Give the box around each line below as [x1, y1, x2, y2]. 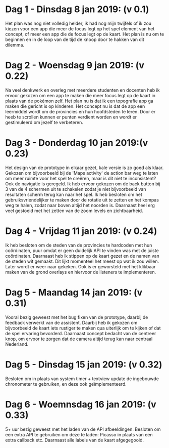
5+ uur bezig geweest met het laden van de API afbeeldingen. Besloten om [5, 426, 161, 432]
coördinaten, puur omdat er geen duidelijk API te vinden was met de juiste [5, 247, 159, 254]
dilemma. [5, 42, 24, 48]
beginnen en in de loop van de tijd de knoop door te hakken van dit [5, 36, 145, 43]
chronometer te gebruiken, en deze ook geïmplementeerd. [5, 381, 127, 387]
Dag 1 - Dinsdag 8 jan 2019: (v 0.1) [5, 4, 149, 15]
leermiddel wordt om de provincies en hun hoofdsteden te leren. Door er [5, 108, 156, 114]
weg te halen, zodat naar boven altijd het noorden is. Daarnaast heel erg [5, 202, 155, 208]
